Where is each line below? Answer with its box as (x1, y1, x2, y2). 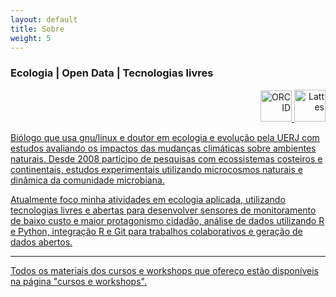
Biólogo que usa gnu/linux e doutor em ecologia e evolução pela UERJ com (10, 131, 320, 143)
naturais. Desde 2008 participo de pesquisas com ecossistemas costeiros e (10, 152, 323, 165)
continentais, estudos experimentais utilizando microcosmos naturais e (10, 163, 303, 175)
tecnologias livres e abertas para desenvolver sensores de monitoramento (10, 204, 317, 216)
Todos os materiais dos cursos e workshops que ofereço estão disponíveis (10, 264, 319, 276)
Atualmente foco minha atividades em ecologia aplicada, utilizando (10, 193, 286, 205)
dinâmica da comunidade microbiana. (10, 174, 165, 186)
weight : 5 (10, 33, 52, 43)
